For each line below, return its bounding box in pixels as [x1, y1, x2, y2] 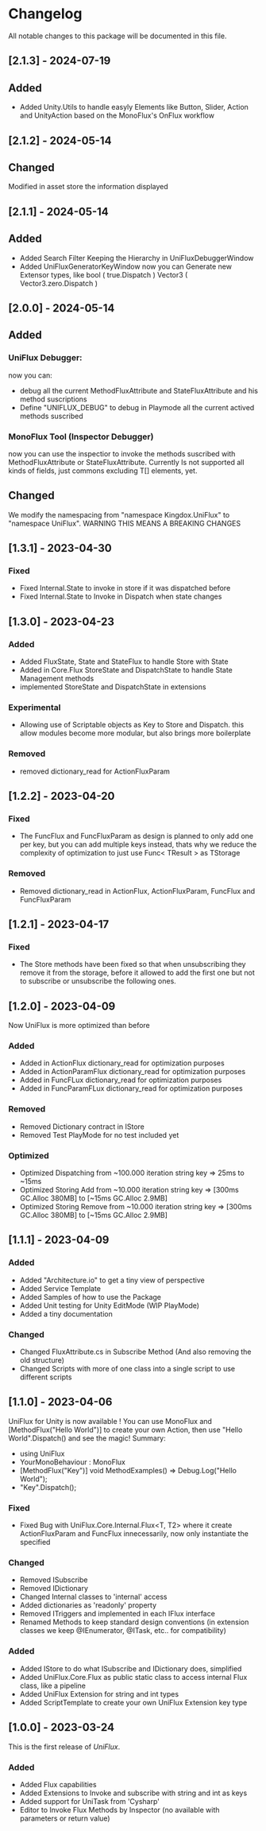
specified [19, 1538, 51, 1547]
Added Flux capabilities [19, 1779, 97, 1789]
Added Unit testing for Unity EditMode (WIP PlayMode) [19, 1301, 200, 1310]
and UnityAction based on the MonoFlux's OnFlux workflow [19, 111, 214, 120]
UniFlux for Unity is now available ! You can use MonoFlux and [8, 1416, 213, 1426]
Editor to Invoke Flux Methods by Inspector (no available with [19, 1805, 220, 1814]
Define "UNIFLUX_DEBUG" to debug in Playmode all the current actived [19, 402, 255, 412]
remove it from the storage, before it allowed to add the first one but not [19, 968, 256, 978]
